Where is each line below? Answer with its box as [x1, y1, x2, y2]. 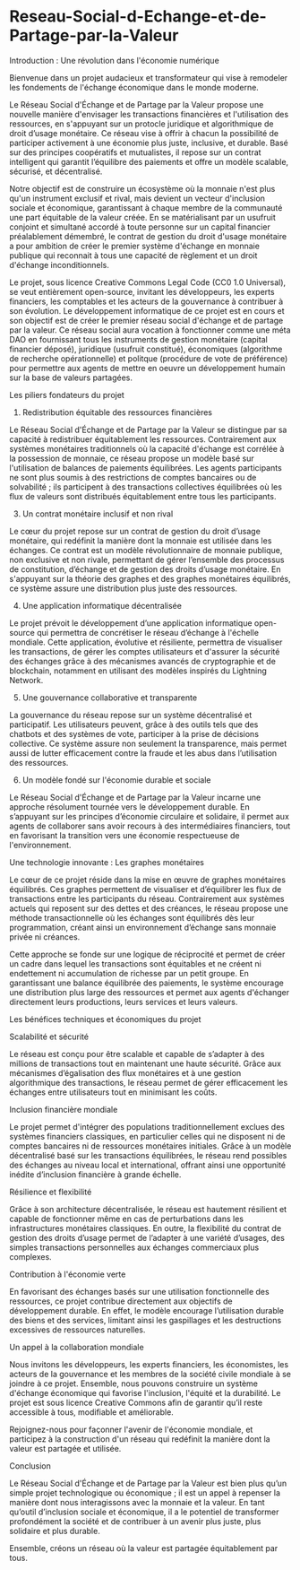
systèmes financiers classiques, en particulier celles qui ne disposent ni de [9, 1131, 286, 1141]
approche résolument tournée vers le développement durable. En [9, 801, 250, 812]
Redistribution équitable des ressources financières [21, 406, 213, 418]
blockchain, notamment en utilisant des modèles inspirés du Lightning [9, 665, 267, 676]
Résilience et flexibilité [9, 1186, 92, 1197]
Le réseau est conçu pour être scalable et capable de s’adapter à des [9, 1048, 265, 1059]
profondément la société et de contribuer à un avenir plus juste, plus [9, 1515, 261, 1526]
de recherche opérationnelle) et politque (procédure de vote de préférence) [9, 352, 288, 364]
